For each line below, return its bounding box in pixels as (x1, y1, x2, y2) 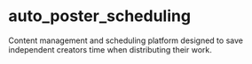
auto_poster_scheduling (8, 6, 192, 26)
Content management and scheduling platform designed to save (8, 35, 243, 46)
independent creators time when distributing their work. (8, 44, 212, 54)
